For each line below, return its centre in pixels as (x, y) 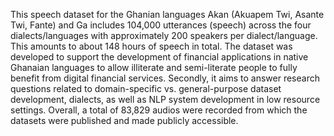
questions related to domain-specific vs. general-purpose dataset (146, 88)
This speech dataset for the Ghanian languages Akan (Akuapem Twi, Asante (167, 14)
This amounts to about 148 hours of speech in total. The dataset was (151, 46)
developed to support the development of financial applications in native (159, 57)
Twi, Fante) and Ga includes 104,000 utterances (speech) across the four (161, 25)
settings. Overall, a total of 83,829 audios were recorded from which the (159, 110)
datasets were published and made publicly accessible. (124, 120)
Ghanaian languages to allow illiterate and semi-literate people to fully (154, 67)
